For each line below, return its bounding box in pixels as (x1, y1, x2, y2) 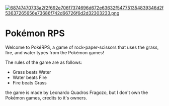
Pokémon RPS (5, 28, 65, 39)
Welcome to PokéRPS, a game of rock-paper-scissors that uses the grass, (5, 44, 159, 50)
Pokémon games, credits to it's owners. (5, 94, 87, 100)
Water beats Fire (12, 74, 47, 80)
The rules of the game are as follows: (5, 59, 82, 65)
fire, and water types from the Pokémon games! (5, 49, 105, 55)
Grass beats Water (12, 69, 51, 75)
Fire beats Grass (12, 79, 47, 85)
